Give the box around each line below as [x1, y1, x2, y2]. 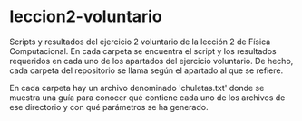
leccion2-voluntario [9, 6, 162, 27]
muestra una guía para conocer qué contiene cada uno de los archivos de [9, 92, 286, 103]
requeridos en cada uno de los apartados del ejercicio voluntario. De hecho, [9, 55, 294, 66]
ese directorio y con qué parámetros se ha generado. [9, 101, 209, 112]
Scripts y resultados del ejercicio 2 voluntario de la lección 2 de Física [9, 36, 271, 47]
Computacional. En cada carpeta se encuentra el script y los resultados [9, 45, 277, 56]
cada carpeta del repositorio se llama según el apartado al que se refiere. [9, 65, 284, 76]
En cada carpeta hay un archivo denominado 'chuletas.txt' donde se [9, 82, 265, 93]
